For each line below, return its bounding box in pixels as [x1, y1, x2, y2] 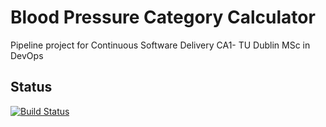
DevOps [10, 49, 44, 61]
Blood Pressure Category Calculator [10, 6, 316, 29]
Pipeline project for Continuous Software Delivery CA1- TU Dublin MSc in [10, 39, 311, 51]
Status [10, 79, 53, 96]
